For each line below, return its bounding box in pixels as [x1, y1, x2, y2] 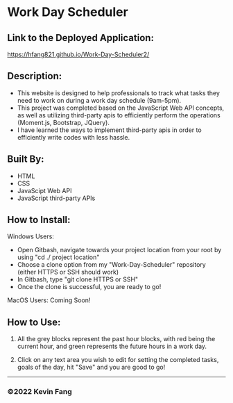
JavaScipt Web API [17, 186, 72, 195]
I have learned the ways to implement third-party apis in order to [17, 126, 202, 134]
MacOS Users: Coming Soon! [7, 296, 91, 304]
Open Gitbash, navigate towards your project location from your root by [17, 246, 222, 254]
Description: [7, 70, 62, 82]
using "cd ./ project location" [17, 253, 100, 261]
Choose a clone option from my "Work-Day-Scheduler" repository [17, 261, 206, 269]
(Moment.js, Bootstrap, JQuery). [17, 118, 110, 126]
